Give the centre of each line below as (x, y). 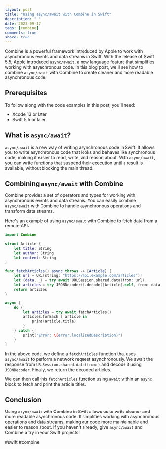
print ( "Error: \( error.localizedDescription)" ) (73, 335)
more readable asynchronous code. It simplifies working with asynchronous (82, 417)
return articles (31, 290)
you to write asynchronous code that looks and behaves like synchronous (80, 152)
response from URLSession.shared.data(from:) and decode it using (73, 364)
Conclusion (23, 399)
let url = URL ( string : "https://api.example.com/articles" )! (78, 276)
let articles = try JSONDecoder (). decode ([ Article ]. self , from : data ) (88, 285)
